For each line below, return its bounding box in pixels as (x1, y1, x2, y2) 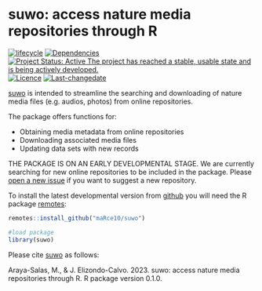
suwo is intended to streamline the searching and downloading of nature (8, 88, 242, 97)
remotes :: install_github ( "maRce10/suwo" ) (8, 214, 146, 222)
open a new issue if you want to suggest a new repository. (8, 175, 197, 185)
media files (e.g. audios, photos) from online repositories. (8, 96, 194, 106)
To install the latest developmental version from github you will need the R (8, 191, 247, 200)
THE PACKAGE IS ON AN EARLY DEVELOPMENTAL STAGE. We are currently (8, 158, 255, 168)
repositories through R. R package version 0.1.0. (8, 273, 162, 283)
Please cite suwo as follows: (8, 249, 100, 260)
